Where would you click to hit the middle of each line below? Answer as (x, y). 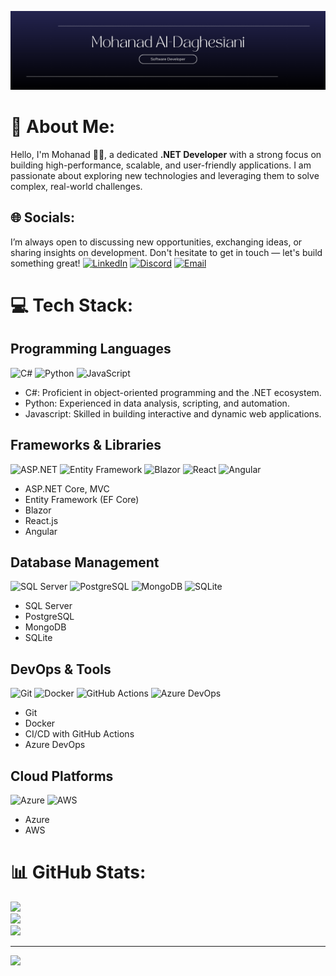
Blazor (38, 510)
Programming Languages (91, 349)
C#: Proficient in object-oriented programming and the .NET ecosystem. (173, 392)
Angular (41, 531)
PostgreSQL (49, 617)
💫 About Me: (63, 127)
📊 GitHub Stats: (78, 872)
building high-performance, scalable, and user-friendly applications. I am (161, 165)
